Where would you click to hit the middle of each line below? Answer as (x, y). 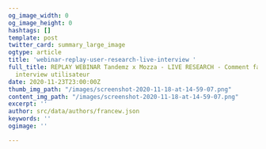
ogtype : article (35, 52)
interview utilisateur (53, 74)
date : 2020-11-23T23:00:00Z (55, 82)
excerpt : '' (28, 104)
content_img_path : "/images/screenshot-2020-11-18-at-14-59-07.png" (123, 97)
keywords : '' (30, 119)
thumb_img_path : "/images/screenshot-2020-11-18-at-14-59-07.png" (120, 89)
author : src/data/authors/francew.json (74, 112)
